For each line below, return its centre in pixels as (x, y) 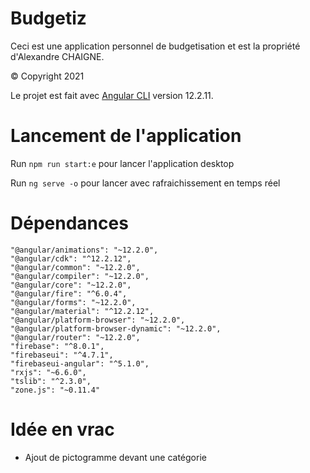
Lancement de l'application (126, 136)
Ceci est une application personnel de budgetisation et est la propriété (155, 46)
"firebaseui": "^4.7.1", (62, 355)
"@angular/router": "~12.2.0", (75, 337)
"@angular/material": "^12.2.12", (82, 311)
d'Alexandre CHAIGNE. (57, 56)
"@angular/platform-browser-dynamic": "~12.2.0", (116, 328)
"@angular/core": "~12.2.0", (71, 285)
